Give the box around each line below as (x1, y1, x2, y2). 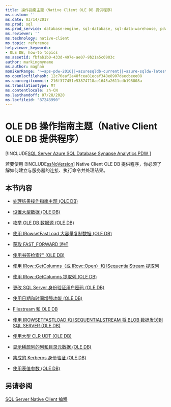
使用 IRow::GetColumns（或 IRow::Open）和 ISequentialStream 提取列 (12, 263, 159, 269)
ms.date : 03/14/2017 (5, 17, 49, 22)
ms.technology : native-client (5, 36, 70, 41)
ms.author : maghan (5, 64, 44, 69)
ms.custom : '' (5, 12, 36, 17)
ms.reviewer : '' (5, 31, 40, 36)
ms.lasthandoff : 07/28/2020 (5, 92, 65, 98)
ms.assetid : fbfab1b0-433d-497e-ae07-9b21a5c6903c (5, 54, 115, 60)
